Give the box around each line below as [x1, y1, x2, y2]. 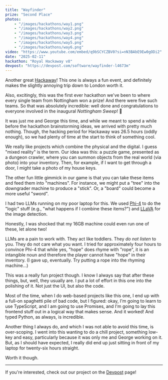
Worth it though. [5, 355, 39, 361]
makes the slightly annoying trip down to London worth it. [5, 82, 124, 88]
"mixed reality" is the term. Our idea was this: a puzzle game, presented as [5, 149, 159, 155]
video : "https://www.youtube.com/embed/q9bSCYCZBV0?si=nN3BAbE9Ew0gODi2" [5, 49, 162, 54]
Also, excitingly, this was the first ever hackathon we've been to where [5, 92, 150, 98]
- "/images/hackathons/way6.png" [14, 45, 84, 50]
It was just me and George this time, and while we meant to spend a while [5, 118, 157, 124]
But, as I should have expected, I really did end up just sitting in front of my [5, 340, 159, 346]
